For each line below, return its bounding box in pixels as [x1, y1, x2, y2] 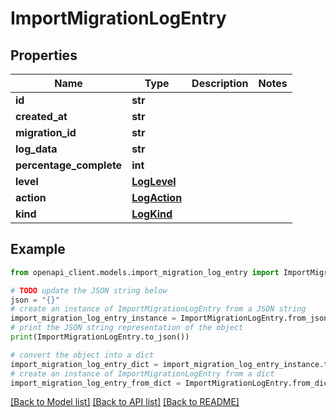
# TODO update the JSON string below [10, 285, 168, 296]
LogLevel [131, 175, 177, 188]
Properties [10, 47, 78, 64]
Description [191, 77, 249, 90]
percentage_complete [15, 158, 123, 172]
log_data [15, 142, 58, 156]
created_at [15, 110, 68, 123]
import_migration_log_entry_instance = [10, 313, 177, 324]
